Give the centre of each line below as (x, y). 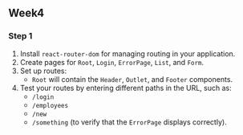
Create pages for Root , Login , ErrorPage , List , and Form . (112, 62)
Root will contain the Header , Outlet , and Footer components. (132, 79)
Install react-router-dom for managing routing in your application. (128, 53)
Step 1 (20, 36)
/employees (50, 105)
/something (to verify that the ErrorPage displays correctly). (129, 122)
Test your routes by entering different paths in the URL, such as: (126, 88)
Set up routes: (43, 71)
